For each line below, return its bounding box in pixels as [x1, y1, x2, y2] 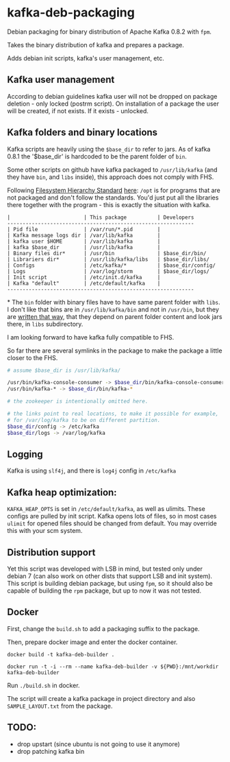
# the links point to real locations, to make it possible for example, [7, 410, 219, 418]
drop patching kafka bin [16, 747, 85, 755]
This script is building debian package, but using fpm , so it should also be [7, 580, 214, 587]
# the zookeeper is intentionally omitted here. [7, 398, 149, 405]
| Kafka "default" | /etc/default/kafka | [7, 280, 161, 287]
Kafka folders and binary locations [7, 127, 158, 139]
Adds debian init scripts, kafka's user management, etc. [7, 53, 164, 62]
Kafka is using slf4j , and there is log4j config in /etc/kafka [7, 466, 177, 475]
